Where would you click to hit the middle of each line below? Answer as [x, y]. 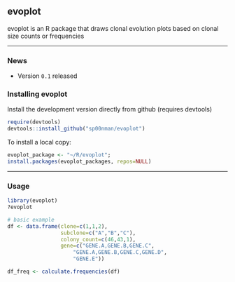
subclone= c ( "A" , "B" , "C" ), [98, 233]
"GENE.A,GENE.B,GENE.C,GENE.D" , [120, 253]
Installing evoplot [37, 94]
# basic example [31, 220]
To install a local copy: [40, 142]
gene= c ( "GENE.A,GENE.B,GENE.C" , [108, 246]
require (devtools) [34, 122]
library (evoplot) [33, 201]
